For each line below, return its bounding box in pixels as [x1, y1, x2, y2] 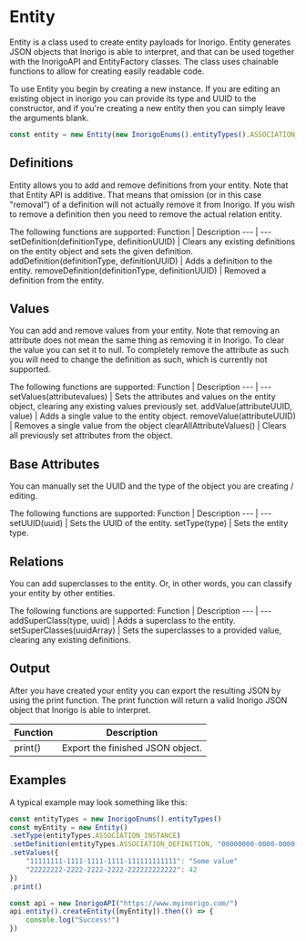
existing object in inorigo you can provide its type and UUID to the [9, 93, 257, 104]
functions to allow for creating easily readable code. [9, 66, 205, 77]
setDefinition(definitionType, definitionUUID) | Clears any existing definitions [9, 235, 296, 247]
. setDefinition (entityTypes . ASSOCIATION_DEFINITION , [9, 840, 214, 849]
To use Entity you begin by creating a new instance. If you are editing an [9, 83, 280, 94]
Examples [9, 772, 66, 788]
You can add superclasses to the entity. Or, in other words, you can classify [9, 578, 293, 589]
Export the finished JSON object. [62, 741, 202, 754]
